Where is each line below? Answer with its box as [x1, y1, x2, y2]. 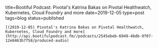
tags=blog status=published [5, 15, 65, 21]
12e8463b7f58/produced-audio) [5, 38, 70, 43]
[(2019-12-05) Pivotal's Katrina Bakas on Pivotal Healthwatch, [5, 25, 144, 30]
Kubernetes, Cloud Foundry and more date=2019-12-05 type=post [5, 10, 145, 16]
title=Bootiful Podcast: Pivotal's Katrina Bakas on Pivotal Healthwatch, [5, 5, 152, 10]
